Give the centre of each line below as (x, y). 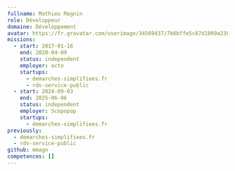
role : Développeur (34, 20)
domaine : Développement (42, 27)
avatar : (19, 33)
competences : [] (31, 157)
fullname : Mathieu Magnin (45, 14)
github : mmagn (28, 150)
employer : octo (42, 66)
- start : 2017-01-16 (43, 46)
